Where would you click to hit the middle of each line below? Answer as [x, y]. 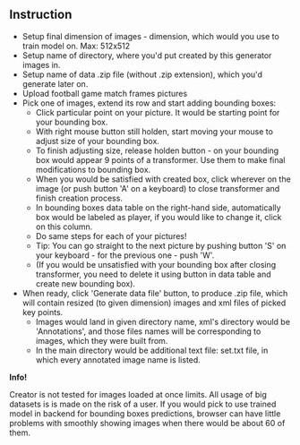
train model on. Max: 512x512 [76, 46]
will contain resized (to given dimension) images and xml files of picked [154, 303]
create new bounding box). [86, 283]
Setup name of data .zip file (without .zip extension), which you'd [142, 74]
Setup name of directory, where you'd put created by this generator [147, 55]
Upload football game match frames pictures [105, 93]
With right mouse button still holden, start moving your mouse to [154, 131]
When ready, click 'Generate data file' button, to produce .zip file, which [155, 293]
